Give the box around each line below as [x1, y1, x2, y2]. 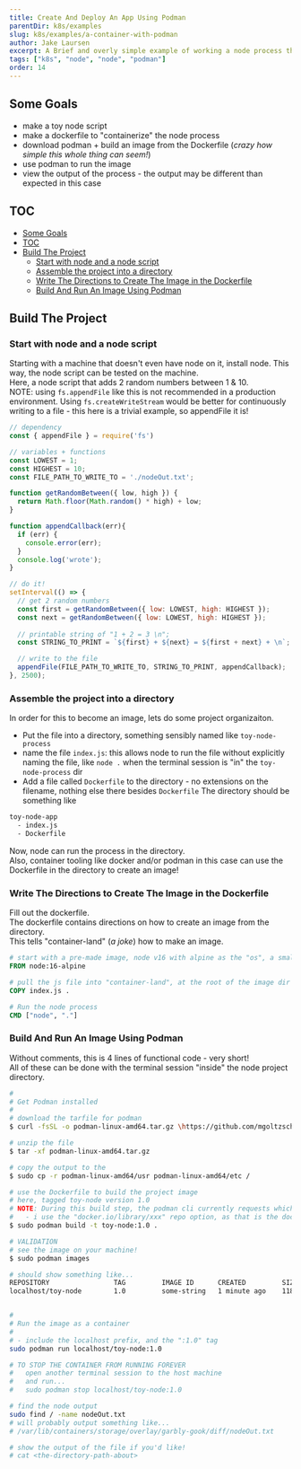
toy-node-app [9, 813, 58, 822]
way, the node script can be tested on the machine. [9, 367, 199, 378]
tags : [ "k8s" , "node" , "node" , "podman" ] [9, 55, 167, 64]
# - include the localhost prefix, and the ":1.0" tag [9, 1335, 219, 1345]
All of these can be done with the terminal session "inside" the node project [9, 1061, 288, 1073]
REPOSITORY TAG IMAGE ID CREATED [9, 1279, 246, 1288]
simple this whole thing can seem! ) [21, 149, 151, 160]
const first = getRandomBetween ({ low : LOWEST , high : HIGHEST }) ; [17, 604, 271, 613]
